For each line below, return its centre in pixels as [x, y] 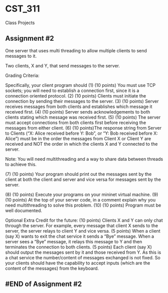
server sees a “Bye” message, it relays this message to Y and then [74, 241]
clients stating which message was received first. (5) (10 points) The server [83, 117]
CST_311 [23, 9]
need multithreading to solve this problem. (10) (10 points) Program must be [83, 205]
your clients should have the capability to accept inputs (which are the [78, 263]
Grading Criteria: [22, 75]
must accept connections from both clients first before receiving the [76, 122]
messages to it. [21, 56]
